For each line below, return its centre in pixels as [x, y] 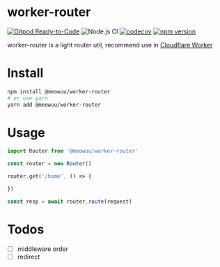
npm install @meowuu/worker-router [59, 91]
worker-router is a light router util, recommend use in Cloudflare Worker [110, 45]
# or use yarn [28, 98]
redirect [29, 257]
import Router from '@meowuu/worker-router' [73, 151]
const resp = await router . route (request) [70, 201]
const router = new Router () [49, 164]
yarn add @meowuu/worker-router [54, 105]
